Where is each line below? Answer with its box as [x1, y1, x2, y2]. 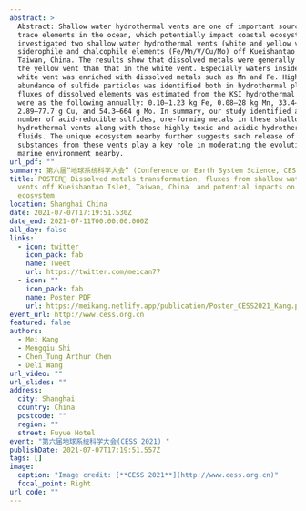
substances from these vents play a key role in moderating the [17, 140, 267, 149]
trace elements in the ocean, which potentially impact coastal [17, 30, 267, 39]
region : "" [17, 420, 59, 429]
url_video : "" [9, 369, 64, 378]
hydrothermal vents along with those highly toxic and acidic [17, 124, 259, 133]
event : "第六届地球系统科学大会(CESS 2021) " [9, 436, 170, 446]
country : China [17, 403, 76, 413]
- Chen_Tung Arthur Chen [17, 352, 112, 361]
